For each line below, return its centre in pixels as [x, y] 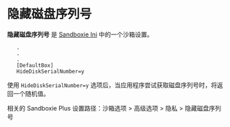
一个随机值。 [31, 93]
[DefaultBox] [35, 65]
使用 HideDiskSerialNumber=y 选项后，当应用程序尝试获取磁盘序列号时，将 [112, 85]
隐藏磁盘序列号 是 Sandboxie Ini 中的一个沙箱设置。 [80, 34]
